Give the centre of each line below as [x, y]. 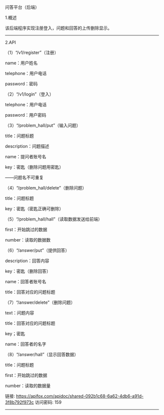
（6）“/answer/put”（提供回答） [37, 250]
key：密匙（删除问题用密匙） [34, 167]
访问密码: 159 [48, 402]
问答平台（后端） [22, 7]
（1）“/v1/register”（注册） [32, 52]
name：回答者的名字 [26, 344]
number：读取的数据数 [28, 240]
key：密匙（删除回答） [28, 271]
